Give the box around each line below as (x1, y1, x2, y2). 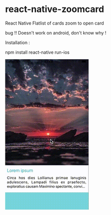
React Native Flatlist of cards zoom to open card (5, 20, 105, 26)
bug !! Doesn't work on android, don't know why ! (5, 30, 107, 36)
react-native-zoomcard (5, 4, 105, 15)
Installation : (5, 39, 30, 46)
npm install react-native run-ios (5, 49, 70, 55)
